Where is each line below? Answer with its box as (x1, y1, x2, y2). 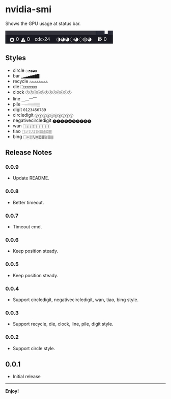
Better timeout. (12, 199, 44, 205)
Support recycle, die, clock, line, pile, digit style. (12, 321, 113, 327)
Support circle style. (12, 345, 55, 351)
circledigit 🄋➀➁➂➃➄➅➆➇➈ (12, 112, 74, 118)
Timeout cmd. (12, 224, 42, 230)
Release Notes (5, 148, 52, 157)
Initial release (12, 374, 41, 380)
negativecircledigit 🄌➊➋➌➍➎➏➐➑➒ (12, 117, 92, 123)
